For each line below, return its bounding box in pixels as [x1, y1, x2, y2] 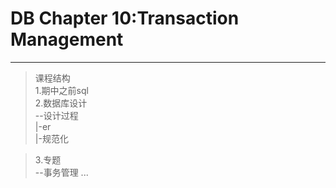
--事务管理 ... [34, 166, 89, 178]
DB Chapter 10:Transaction [10, 7, 240, 30]
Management [10, 28, 124, 51]
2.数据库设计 [34, 97, 88, 109]
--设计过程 [34, 109, 79, 121]
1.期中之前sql [34, 84, 89, 96]
